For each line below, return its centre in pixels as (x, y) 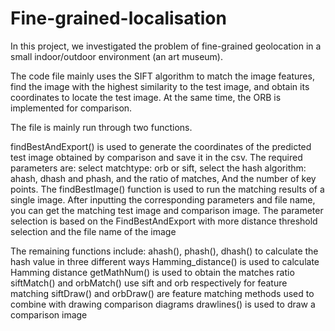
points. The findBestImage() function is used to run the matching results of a (167, 189)
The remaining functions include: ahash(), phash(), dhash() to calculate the (164, 251)
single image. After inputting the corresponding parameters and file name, (163, 199)
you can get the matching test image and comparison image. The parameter (167, 210)
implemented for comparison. (71, 108)
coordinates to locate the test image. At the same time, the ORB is (146, 97)
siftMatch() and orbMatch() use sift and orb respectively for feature (149, 283)
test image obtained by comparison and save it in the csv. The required (156, 157)
